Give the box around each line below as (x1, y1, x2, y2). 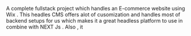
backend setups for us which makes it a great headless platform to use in (6, 17, 183, 24)
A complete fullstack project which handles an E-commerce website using (6, 5, 186, 12)
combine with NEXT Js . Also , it (6, 23, 83, 30)
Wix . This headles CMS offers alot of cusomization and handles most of (6, 11, 180, 18)
